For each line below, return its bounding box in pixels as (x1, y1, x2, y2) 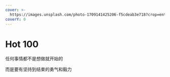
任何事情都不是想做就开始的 (5, 56, 63, 62)
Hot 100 (5, 38, 39, 50)
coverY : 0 (5, 17, 26, 22)
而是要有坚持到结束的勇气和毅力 (5, 66, 72, 72)
